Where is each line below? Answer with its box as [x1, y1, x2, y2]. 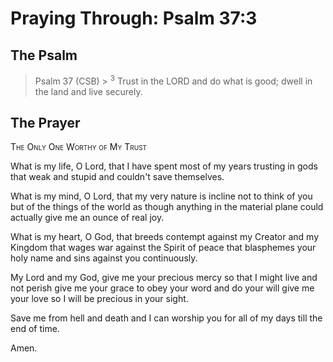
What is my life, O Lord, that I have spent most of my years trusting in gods [10, 160, 318, 172]
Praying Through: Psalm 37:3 [10, 7, 258, 30]
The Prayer [10, 115, 81, 132]
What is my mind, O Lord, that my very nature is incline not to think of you [10, 190, 313, 202]
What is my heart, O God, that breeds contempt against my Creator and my [10, 231, 320, 243]
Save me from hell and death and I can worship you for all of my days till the [10, 312, 323, 324]
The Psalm [10, 47, 78, 64]
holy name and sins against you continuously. [10, 252, 198, 264]
